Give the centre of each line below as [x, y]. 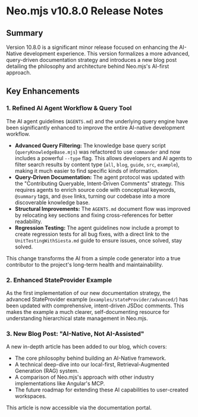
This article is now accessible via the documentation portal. [79, 408]
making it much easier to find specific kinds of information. [87, 170]
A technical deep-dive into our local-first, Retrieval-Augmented [92, 365]
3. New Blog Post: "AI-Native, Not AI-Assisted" [75, 334]
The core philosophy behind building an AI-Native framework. [90, 358]
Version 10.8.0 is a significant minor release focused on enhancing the [92, 47]
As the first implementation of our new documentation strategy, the [88, 292]
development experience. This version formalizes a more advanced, [107, 54]
